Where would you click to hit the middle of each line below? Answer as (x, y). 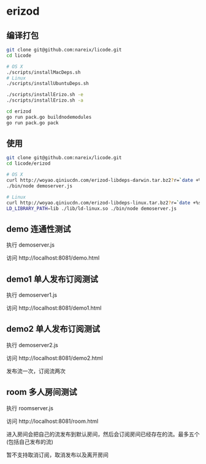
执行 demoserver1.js (32, 295)
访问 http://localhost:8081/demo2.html (55, 358)
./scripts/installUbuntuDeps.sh (48, 84)
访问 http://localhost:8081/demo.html (53, 258)
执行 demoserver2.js (32, 345)
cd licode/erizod (29, 163)
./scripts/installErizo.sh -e (45, 95)
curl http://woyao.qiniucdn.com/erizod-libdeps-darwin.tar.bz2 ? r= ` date (100, 181)
